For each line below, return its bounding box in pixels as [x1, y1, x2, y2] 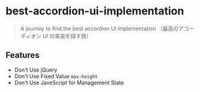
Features [5, 50, 40, 61]
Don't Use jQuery [14, 66, 58, 73]
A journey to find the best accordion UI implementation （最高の [20, 25, 179, 32]
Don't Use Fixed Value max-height [14, 72, 98, 79]
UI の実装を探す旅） [42, 32, 92, 40]
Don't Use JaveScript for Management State [14, 79, 124, 86]
